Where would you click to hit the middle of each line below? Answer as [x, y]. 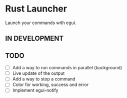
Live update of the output [38, 73]
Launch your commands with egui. [41, 23]
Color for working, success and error [50, 85]
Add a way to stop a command [44, 79]
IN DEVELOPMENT [34, 38]
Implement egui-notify [35, 90]
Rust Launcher [36, 9]
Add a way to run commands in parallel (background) [67, 68]
